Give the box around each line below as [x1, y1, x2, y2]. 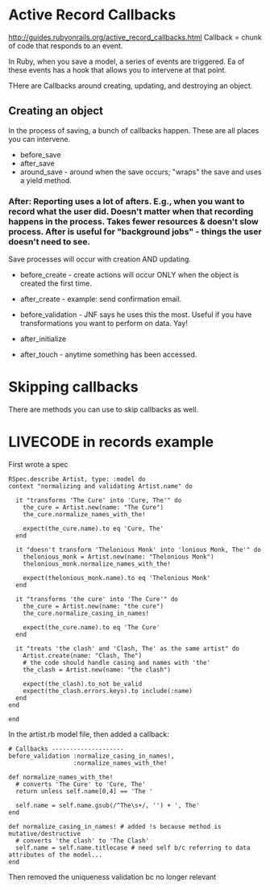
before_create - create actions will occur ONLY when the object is [19, 270, 239, 280]
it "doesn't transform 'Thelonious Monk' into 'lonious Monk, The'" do [15, 545, 262, 554]
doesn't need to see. [8, 236, 91, 247]
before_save [19, 149, 62, 159]
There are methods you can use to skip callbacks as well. [8, 404, 199, 414]
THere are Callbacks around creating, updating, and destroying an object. [8, 81, 253, 90]
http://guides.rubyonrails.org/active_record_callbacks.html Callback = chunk [8, 32, 262, 42]
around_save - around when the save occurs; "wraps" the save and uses [19, 167, 262, 177]
